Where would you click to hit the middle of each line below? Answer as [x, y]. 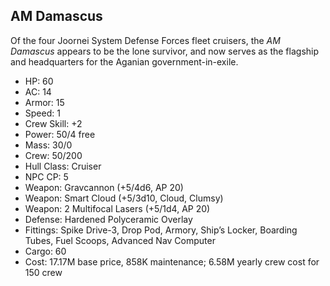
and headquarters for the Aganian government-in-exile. [124, 61]
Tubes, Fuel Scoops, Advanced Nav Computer [120, 240]
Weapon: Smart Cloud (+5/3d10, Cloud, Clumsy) [124, 198]
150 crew [43, 272]
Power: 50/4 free [60, 134]
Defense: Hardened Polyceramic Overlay [108, 219]
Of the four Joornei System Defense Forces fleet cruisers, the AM [145, 40]
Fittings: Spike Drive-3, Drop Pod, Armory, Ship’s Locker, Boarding [161, 230]
